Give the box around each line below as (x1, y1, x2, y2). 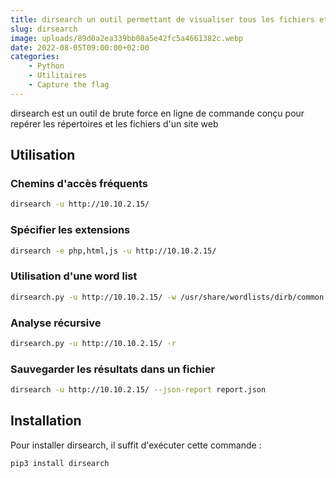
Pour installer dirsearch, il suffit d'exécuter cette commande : (10, 439, 262, 451)
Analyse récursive (10, 316, 102, 330)
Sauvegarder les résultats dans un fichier (10, 362, 216, 376)
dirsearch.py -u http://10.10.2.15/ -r (10, 338, 177, 348)
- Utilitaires (28, 71, 87, 81)
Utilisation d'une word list (10, 269, 138, 283)
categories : (10, 52, 60, 62)
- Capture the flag (28, 80, 110, 90)
